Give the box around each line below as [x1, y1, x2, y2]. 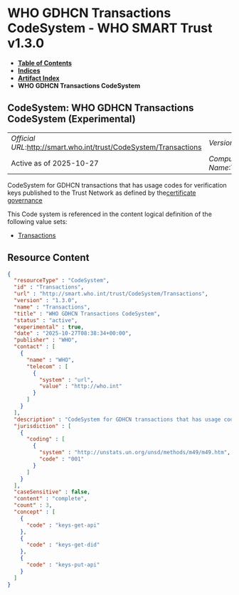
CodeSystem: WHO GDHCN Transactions [7, 102, 194, 114]
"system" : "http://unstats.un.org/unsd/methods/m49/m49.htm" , [38, 449, 231, 456]
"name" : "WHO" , [26, 356, 75, 363]
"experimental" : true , [14, 323, 84, 331]
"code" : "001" [38, 456, 84, 463]
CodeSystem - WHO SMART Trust [7, 20, 213, 36]
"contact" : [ [14, 343, 55, 350]
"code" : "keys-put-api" [26, 562, 100, 569]
